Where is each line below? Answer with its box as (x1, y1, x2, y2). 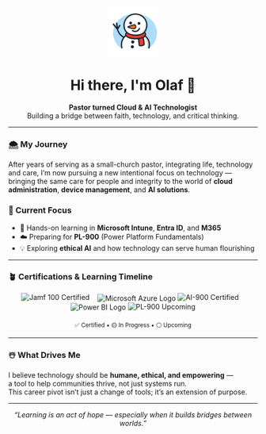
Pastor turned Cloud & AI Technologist (68, 102, 198, 112)
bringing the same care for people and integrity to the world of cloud (8, 177, 234, 186)
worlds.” (119, 419, 147, 428)
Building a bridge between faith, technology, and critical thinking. (26, 110, 240, 121)
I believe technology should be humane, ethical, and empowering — (8, 371, 234, 380)
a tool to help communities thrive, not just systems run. (8, 379, 188, 389)
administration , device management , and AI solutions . (8, 185, 191, 194)
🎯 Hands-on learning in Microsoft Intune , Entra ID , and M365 (19, 223, 222, 232)
